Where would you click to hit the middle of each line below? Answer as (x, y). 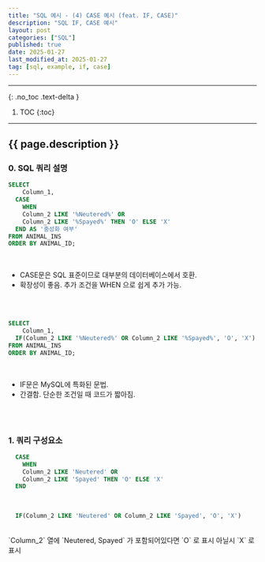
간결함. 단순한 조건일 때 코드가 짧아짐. (77, 394)
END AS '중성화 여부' (47, 229)
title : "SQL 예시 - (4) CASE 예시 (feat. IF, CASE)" (93, 15)
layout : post (30, 30)
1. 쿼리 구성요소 (35, 440)
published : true (35, 45)
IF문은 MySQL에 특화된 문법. (64, 384)
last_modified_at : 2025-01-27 (58, 60)
